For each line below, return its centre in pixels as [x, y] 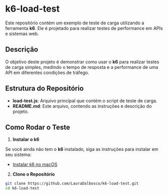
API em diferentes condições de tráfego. [47, 72]
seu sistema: [18, 154]
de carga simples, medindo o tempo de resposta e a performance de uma [82, 67]
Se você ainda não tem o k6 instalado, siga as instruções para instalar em [82, 149]
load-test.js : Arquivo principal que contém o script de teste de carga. [85, 101]
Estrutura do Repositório [45, 88]
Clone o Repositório [34, 174]
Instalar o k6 [26, 139]
